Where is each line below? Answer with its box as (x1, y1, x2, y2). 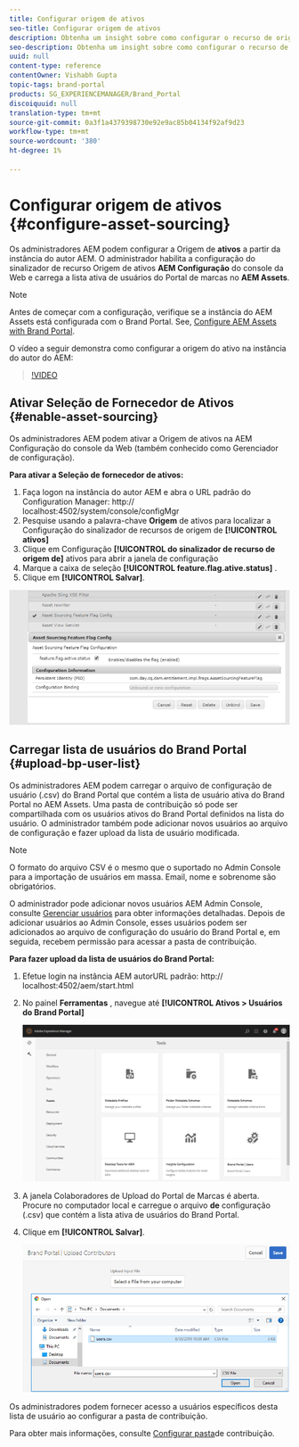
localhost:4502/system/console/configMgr (21, 505, 180, 517)
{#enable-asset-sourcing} (9, 409, 158, 425)
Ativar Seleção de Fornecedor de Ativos (9, 395, 234, 410)
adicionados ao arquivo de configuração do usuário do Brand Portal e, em (9, 926, 280, 937)
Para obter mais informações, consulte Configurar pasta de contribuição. (9, 1427, 275, 1438)
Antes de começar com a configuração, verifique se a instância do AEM (9, 306, 273, 317)
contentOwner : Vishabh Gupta (9, 71, 117, 80)
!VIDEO (30, 369, 58, 380)
